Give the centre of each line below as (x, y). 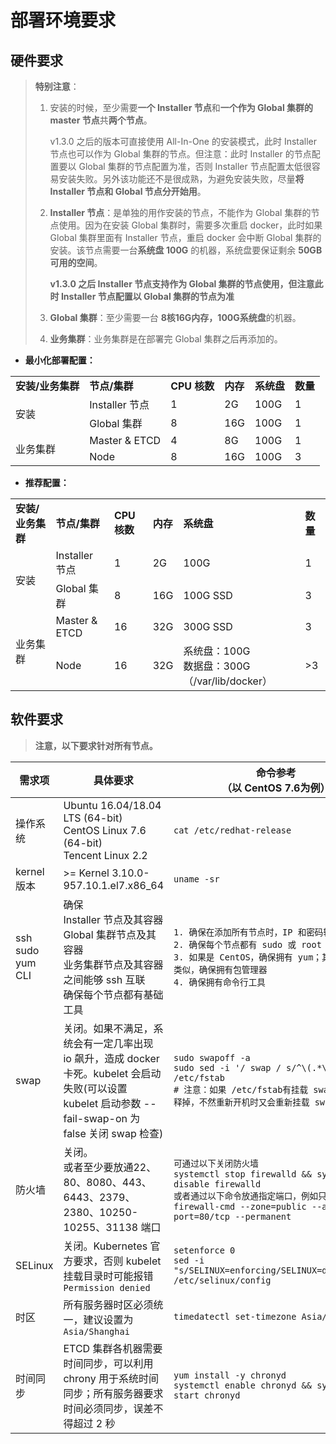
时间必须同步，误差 (108, 1408)
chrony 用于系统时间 (111, 1378)
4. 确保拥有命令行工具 (219, 982)
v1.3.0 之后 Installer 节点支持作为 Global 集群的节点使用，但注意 (182, 284)
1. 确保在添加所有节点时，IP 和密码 (248, 932)
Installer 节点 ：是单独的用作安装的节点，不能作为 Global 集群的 (180, 212)
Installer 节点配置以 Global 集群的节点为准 (147, 296)
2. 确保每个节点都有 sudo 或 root (247, 944)
